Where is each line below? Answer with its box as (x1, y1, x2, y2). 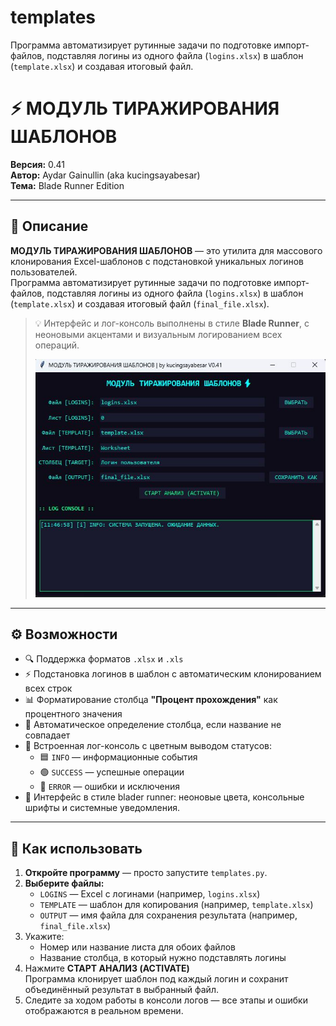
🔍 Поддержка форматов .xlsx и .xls (24, 653, 184, 665)
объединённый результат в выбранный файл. (24, 984, 219, 996)
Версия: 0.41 (10, 158, 66, 170)
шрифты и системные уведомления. (24, 802, 181, 814)
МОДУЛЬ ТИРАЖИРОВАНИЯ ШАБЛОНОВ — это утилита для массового (10, 244, 323, 256)
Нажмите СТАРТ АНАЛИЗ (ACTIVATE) (24, 962, 190, 975)
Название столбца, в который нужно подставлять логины (39, 952, 287, 964)
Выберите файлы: (24, 877, 105, 890)
